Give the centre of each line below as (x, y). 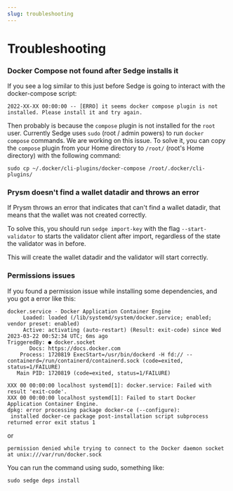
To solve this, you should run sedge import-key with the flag (94, 229)
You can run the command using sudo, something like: (86, 467)
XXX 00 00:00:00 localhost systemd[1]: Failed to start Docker (102, 398)
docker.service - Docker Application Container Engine (89, 311)
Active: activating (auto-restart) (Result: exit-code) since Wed (122, 330)
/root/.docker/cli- (177, 169)
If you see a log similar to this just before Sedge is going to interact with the (116, 86)
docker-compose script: (42, 94)
